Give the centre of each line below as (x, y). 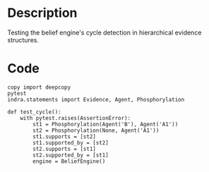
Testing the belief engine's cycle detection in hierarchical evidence (104, 32)
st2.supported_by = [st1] (71, 155)
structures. (23, 39)
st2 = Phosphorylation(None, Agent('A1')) (96, 130)
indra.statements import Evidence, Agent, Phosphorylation (96, 99)
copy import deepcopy (39, 87)
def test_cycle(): (34, 112)
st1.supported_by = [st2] (71, 142)
